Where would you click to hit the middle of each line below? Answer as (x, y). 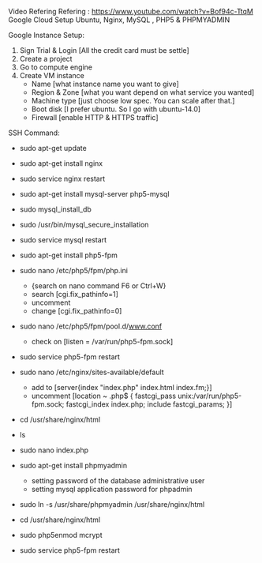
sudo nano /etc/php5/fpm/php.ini (74, 270)
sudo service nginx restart (62, 178)
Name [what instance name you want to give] (105, 84)
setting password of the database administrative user (118, 480)
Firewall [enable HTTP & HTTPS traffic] (95, 117)
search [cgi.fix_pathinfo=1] (75, 294)
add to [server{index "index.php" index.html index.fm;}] (122, 387)
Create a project (46, 59)
